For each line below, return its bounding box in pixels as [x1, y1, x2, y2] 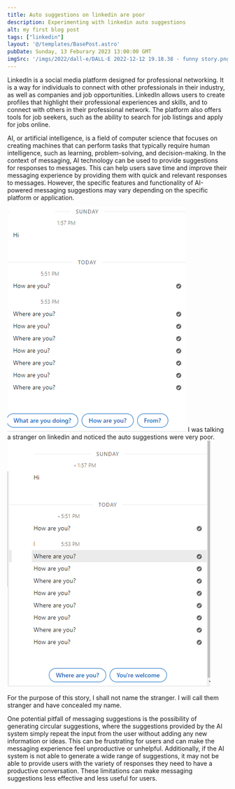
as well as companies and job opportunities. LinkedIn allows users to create [7, 90, 225, 99]
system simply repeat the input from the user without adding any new [7, 729, 208, 738]
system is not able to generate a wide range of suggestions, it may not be [7, 751, 219, 760]
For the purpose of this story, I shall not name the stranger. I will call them [7, 693, 219, 701]
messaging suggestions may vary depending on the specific [34, 186, 208, 194]
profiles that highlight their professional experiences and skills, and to [7, 98, 208, 106]
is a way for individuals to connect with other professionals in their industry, [7, 83, 225, 91]
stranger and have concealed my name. [7, 701, 122, 709]
